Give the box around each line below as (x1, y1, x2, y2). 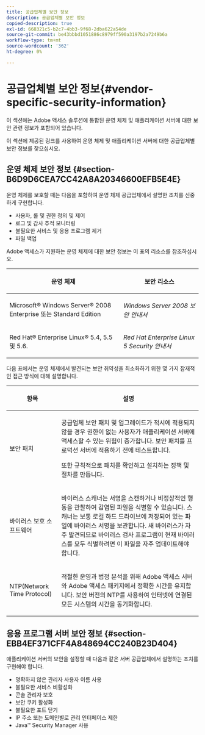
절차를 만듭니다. (61, 470, 104, 479)
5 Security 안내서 (123, 342, 172, 350)
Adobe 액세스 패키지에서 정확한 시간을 (68, 581, 173, 590)
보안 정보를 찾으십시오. (6, 145, 60, 152)
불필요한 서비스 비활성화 (15, 684, 73, 691)
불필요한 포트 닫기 (15, 706, 58, 714)
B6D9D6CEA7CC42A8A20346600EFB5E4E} (6, 174, 181, 185)
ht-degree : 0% (6, 49, 43, 55)
